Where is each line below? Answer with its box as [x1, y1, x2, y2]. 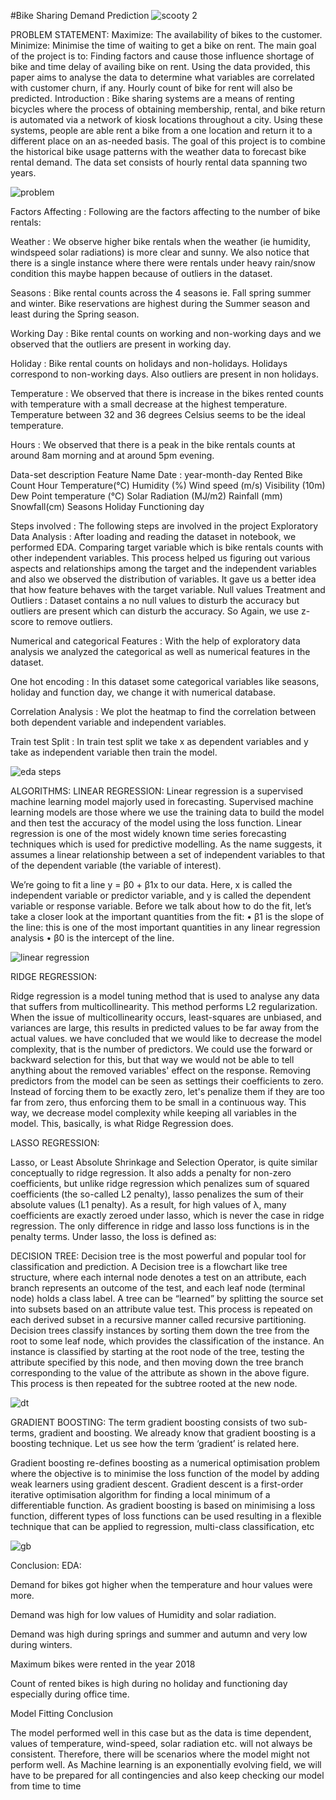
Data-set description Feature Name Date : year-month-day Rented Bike [10, 469, 303, 480]
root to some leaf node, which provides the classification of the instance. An [10, 1335, 325, 1347]
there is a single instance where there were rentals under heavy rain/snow [10, 257, 316, 269]
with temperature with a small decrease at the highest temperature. [10, 398, 288, 410]
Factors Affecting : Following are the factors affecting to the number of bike [10, 206, 321, 217]
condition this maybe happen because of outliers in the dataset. [10, 268, 273, 279]
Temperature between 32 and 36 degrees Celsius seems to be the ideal [10, 409, 306, 420]
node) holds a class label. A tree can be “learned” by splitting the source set [10, 1293, 324, 1304]
